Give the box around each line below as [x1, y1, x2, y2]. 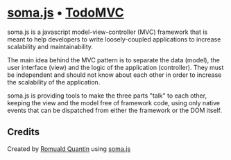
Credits [7, 126, 40, 138]
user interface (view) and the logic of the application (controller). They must [7, 63, 224, 71]
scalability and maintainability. [7, 42, 94, 51]
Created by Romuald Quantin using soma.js [7, 144, 131, 153]
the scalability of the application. [7, 78, 101, 86]
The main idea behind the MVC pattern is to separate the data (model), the [7, 55, 220, 64]
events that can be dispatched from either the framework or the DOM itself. [7, 106, 223, 114]
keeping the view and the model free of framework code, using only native [7, 98, 221, 107]
